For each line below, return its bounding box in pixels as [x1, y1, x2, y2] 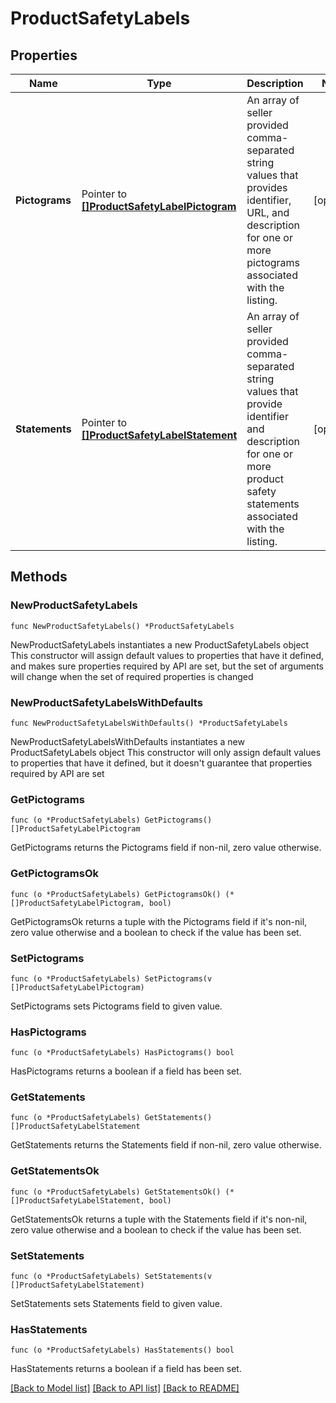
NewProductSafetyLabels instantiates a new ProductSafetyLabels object [10, 638, 310, 651]
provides [246, 181, 288, 194]
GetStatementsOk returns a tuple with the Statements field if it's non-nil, [10, 1213, 308, 1225]
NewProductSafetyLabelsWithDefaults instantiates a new [10, 735, 245, 747]
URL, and [246, 206, 290, 219]
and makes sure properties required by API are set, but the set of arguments [10, 660, 324, 672]
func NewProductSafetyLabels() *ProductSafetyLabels [10, 621, 235, 631]
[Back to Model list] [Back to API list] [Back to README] [10, 1382, 240, 1394]
